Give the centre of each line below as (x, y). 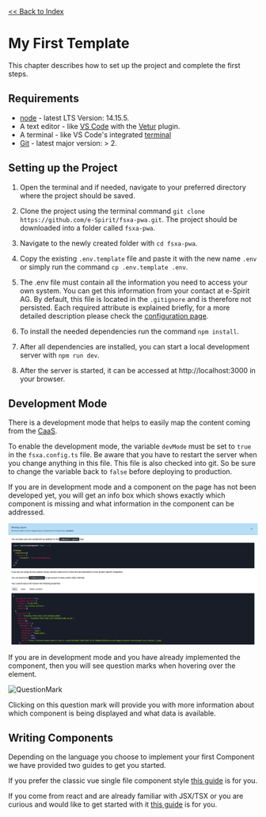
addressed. (27, 512)
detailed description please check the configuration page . (114, 315)
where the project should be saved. (78, 195)
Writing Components (61, 737)
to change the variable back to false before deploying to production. (120, 471)
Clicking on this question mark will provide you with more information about (131, 704)
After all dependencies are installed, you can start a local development (135, 346)
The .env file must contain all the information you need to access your (133, 282)
